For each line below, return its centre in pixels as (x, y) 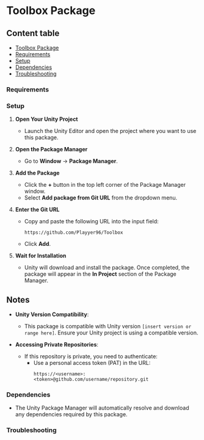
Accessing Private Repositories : (57, 345)
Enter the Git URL (37, 210)
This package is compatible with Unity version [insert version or (108, 326)
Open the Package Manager (51, 150)
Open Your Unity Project (46, 119)
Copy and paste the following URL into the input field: (91, 222)
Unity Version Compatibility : (52, 314)
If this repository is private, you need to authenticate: (91, 356)
